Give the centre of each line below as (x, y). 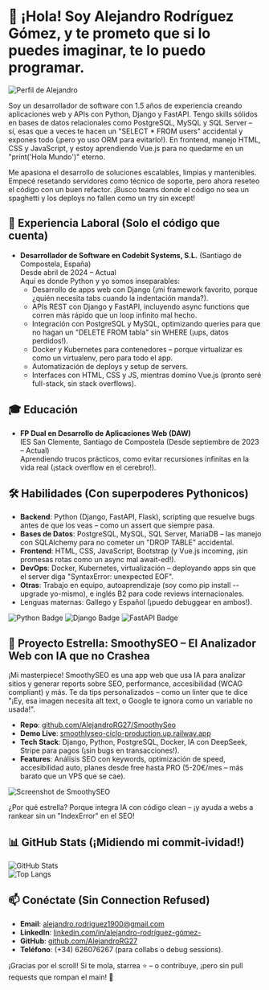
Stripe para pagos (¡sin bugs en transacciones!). (100, 750)
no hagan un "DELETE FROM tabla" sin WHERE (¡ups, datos (130, 332)
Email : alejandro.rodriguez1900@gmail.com (92, 923)
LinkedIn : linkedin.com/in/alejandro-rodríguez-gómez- (110, 932)
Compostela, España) (55, 264)
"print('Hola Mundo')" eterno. (57, 157)
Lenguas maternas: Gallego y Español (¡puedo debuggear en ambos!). (136, 602)
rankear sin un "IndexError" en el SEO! (71, 816)
